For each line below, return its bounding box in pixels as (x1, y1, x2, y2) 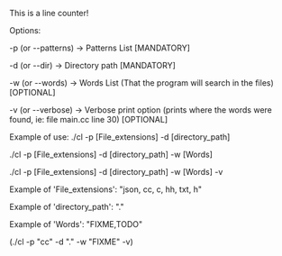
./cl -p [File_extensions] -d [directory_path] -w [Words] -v (9, 167, 223, 177)
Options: (9, 25, 41, 35)
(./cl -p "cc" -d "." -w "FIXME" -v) (9, 236, 133, 247)
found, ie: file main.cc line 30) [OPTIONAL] (9, 114, 168, 124)
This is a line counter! (9, 8, 89, 18)
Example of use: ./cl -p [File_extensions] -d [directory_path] (9, 132, 231, 142)
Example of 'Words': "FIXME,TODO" (9, 219, 142, 229)
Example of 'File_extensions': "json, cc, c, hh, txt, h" (9, 184, 203, 195)
